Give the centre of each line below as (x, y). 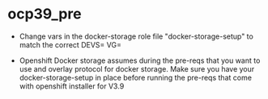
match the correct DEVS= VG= (70, 44)
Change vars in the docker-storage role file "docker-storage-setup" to (136, 36)
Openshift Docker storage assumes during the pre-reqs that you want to (140, 60)
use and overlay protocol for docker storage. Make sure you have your (137, 68)
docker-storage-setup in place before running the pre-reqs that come (136, 77)
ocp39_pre (45, 14)
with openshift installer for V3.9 (72, 86)
